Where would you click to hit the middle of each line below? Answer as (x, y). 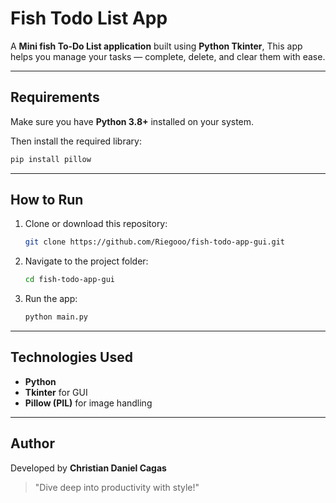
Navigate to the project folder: (86, 261)
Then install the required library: (76, 141)
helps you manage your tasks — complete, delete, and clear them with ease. (168, 56)
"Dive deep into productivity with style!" (117, 487)
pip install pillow (51, 159)
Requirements (55, 97)
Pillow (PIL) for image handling (88, 403)
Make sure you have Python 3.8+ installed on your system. (132, 121)
